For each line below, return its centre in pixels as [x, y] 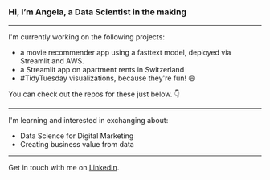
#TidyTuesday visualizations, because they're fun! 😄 [108, 78]
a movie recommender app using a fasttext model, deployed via [125, 53]
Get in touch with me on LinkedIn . [64, 168]
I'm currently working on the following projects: [86, 37]
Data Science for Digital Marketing [77, 136]
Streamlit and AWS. [52, 61]
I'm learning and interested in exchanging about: [88, 121]
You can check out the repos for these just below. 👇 [94, 94]
